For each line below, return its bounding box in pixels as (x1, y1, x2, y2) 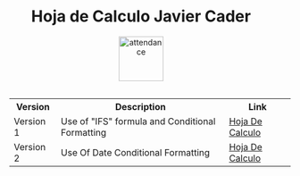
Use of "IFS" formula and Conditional (61, 114, 216, 127)
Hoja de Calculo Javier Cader (30, 6, 252, 27)
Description (114, 100, 167, 113)
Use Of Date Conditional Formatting (61, 146, 211, 158)
